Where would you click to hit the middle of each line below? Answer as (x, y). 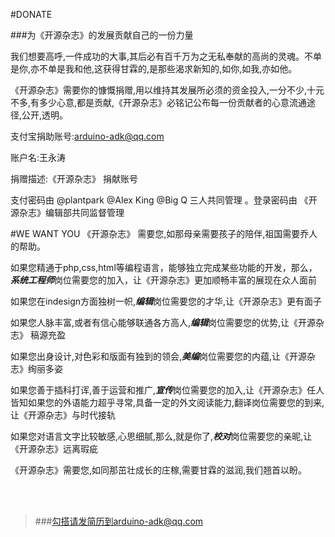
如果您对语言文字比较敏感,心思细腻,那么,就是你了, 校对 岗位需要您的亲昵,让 (161, 436)
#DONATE (31, 14)
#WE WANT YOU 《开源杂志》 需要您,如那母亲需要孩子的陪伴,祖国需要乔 (160, 233)
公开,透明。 (45, 115)
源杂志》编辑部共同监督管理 (67, 212)
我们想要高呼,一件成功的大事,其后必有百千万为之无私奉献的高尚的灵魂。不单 (166, 56)
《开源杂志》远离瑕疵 (54, 448)
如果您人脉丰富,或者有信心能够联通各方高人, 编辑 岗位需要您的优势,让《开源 (163, 322)
